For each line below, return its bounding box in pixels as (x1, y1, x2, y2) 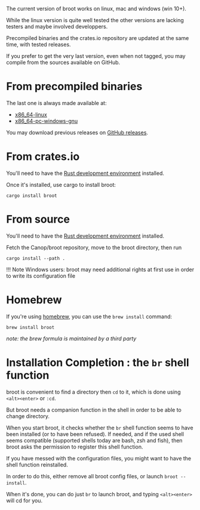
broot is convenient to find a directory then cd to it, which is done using (6, 388, 181, 395)
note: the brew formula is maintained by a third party (6, 334, 137, 342)
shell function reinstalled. (6, 461, 69, 468)
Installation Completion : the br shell (6, 355, 189, 369)
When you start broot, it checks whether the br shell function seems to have (6, 424, 193, 431)
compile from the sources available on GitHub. (6, 59, 121, 66)
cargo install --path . (6, 255, 66, 262)
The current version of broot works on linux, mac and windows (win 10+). (6, 5, 187, 12)
